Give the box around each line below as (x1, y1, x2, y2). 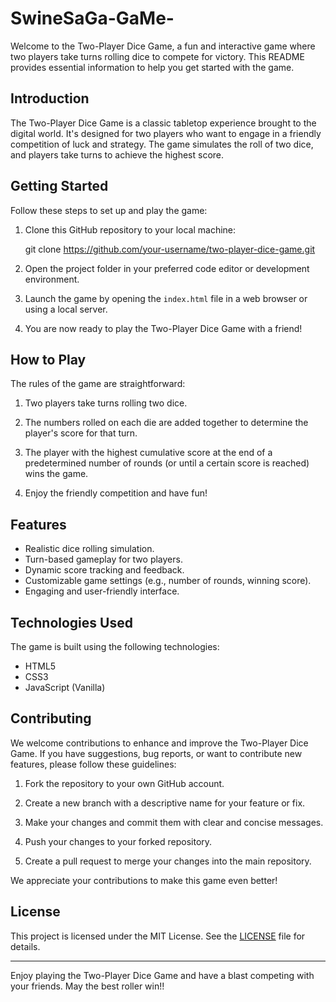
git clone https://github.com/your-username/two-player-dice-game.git (24, 243, 316, 255)
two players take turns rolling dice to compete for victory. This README (10, 50, 305, 62)
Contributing (10, 710, 92, 727)
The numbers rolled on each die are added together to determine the (24, 417, 309, 429)
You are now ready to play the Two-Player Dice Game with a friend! (24, 322, 303, 334)
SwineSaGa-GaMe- (10, 7, 175, 30)
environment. (24, 273, 80, 285)
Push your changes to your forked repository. (24, 835, 213, 847)
